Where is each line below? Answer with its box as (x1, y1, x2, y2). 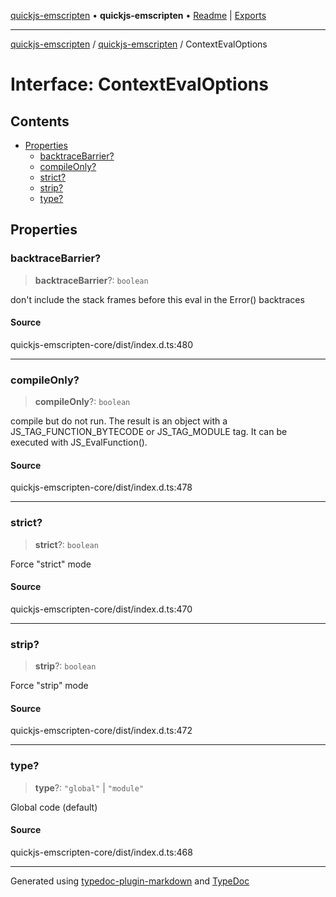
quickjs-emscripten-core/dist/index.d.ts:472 (10, 725, 193, 737)
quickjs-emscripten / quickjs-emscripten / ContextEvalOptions (10, 38, 268, 50)
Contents (10, 113, 70, 130)
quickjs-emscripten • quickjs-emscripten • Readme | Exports (10, 10, 267, 21)
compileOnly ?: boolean (34, 396, 131, 408)
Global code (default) (10, 801, 98, 813)
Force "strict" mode (10, 558, 92, 570)
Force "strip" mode (10, 680, 89, 692)
